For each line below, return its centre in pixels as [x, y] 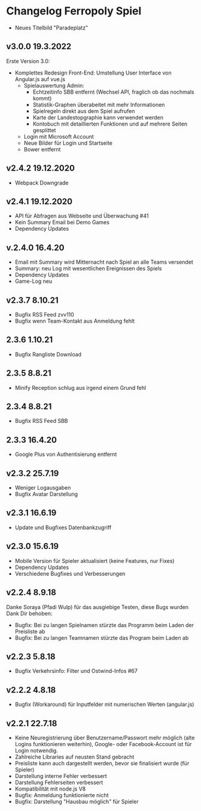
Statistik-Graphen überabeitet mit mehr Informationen [99, 105]
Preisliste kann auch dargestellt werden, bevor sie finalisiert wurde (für [102, 763]
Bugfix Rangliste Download [48, 354]
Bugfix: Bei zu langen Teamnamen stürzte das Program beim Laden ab [102, 637]
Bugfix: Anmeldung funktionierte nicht [62, 795]
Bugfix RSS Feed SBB [41, 421]
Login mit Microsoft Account [59, 136]
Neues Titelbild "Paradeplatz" [51, 28]
